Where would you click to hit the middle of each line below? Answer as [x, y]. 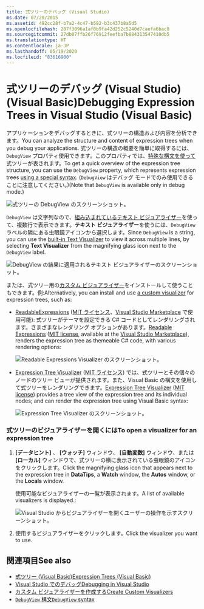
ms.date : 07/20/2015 [32, 18]
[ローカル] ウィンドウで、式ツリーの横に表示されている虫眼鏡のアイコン [105, 460]
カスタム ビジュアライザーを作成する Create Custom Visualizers [94, 591]
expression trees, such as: [39, 299]
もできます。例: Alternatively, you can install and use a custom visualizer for [100, 293]
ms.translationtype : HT [36, 40]
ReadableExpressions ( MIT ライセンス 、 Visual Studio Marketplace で [101, 312]
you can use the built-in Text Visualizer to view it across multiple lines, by [98, 239]
